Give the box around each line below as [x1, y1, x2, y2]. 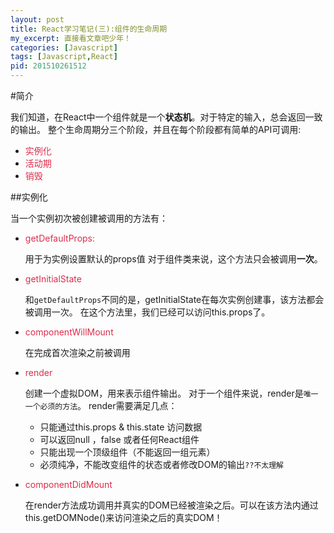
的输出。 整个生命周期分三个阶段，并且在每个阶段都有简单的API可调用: [10, 124, 302, 135]
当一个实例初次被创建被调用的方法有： [10, 212, 168, 224]
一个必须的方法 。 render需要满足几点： [24, 400, 178, 411]
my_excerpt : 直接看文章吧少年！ [10, 33, 132, 43]
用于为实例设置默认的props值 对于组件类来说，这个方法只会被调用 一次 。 [24, 253, 323, 265]
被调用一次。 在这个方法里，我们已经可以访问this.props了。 [24, 306, 271, 318]
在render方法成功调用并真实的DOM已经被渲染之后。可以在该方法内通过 [24, 499, 319, 511]
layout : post [10, 14, 65, 25]
